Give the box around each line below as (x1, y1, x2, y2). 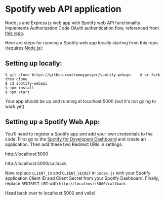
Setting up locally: (5, 59, 63, 67)
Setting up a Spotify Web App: (5, 118, 100, 126)
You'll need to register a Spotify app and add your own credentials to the (5, 131, 153, 136)
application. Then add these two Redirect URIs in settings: (5, 141, 123, 147)
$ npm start (5, 90, 30, 95)
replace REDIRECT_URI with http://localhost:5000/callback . (5, 180, 127, 186)
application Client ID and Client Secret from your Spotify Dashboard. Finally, (5, 175, 160, 181)
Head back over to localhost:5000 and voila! (5, 190, 95, 196)
